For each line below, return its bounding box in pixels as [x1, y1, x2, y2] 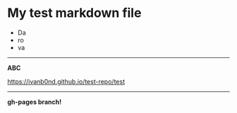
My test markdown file [7, 5, 142, 21]
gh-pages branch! [7, 97, 62, 106]
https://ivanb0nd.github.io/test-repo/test [7, 77, 126, 85]
